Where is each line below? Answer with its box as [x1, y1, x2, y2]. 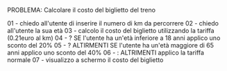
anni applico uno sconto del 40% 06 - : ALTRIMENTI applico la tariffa [7, 48, 205, 57]
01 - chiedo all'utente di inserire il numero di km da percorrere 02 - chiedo [7, 19, 219, 27]
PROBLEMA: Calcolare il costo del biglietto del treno [7, 6, 156, 14]
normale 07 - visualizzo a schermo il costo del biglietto [7, 56, 164, 64]
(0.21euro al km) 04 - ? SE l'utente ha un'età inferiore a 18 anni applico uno [7, 34, 221, 42]
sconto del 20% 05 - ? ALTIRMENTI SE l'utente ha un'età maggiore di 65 [7, 41, 214, 49]
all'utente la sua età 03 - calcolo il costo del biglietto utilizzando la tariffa [7, 27, 215, 34]
